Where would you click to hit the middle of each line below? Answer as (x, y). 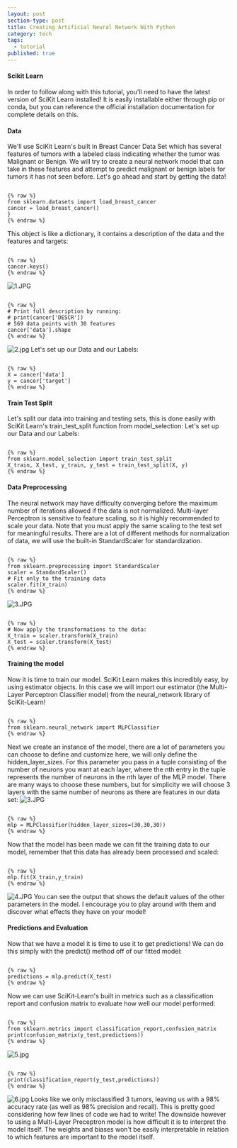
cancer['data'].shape (39, 330)
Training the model (36, 664)
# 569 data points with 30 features (61, 324)
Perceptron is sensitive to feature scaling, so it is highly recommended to (114, 518)
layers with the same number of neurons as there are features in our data (114, 792)
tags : (15, 40)
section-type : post (36, 21)
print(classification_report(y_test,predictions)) (83, 1080)
